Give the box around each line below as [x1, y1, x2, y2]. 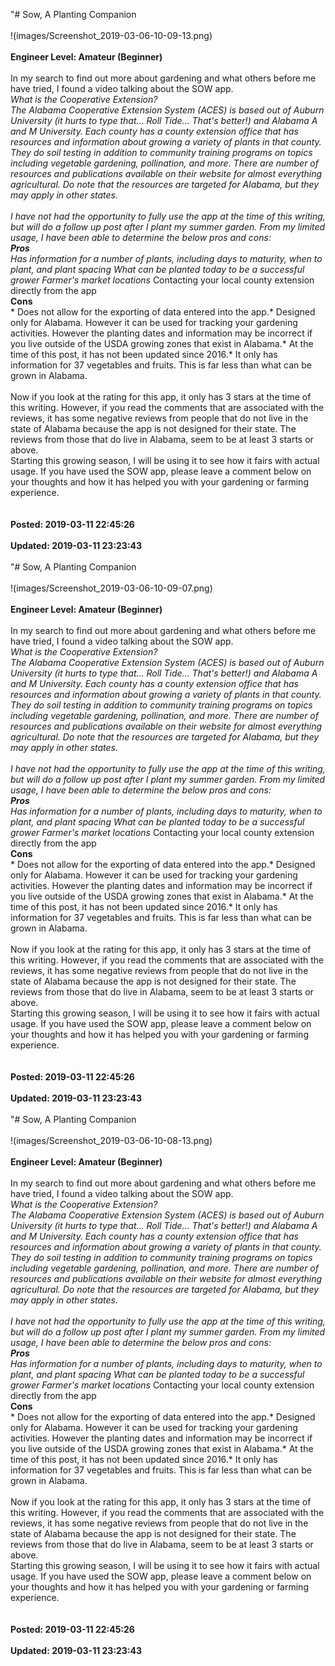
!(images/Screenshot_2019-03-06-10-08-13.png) [10, 1135, 213, 1146]
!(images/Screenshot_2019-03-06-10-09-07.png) [10, 582, 213, 594]
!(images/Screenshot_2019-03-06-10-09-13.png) [10, 30, 213, 41]
